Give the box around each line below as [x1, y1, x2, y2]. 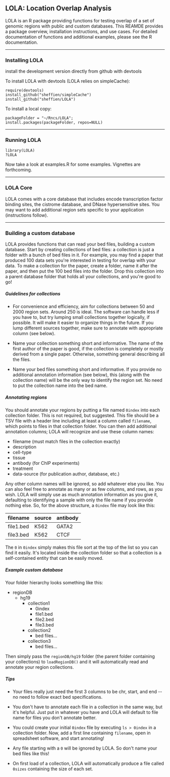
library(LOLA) [5, 148, 35, 153]
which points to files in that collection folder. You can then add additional [5, 423, 157, 429]
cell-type [12, 449, 32, 455]
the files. [12, 356, 31, 363]
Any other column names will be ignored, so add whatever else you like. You [5, 481, 164, 487]
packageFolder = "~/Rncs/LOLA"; [5, 115, 73, 121]
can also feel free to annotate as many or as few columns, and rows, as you [5, 486, 163, 492]
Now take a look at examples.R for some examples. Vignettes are [5, 161, 141, 167]
